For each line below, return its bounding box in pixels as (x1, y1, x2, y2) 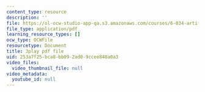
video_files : (6, 59, 40, 65)
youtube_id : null (12, 76, 56, 82)
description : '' (6, 15, 48, 21)
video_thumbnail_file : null (12, 65, 84, 71)
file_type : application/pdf (6, 25, 78, 32)
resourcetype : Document (6, 43, 67, 49)
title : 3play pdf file (6, 48, 64, 54)
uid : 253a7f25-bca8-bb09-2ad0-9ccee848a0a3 (6, 54, 119, 60)
